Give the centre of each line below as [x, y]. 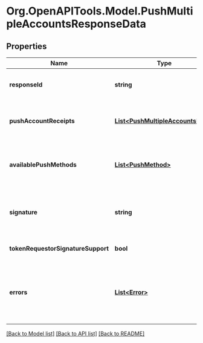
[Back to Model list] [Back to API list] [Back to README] [76, 334]
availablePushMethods [43, 165]
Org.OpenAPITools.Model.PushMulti [100, 11]
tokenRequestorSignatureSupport [59, 248]
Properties [27, 46]
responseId [26, 85]
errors [18, 292]
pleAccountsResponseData [76, 24]
